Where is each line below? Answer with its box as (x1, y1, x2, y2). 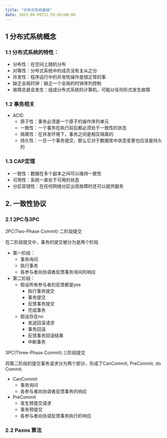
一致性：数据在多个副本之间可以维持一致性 (12, 170, 102, 176)
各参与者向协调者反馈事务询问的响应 (20, 269, 96, 275)
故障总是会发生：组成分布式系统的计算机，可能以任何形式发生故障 (12, 87, 150, 93)
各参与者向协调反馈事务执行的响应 (20, 413, 92, 419)
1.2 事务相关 (5, 101, 35, 108)
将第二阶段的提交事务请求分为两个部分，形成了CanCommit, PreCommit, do (5, 360, 161, 366)
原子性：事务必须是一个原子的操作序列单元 (20, 118, 109, 124)
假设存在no (20, 314, 44, 320)
